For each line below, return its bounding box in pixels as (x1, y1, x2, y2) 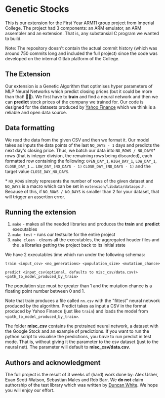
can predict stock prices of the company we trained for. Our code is (5, 99, 144, 105)
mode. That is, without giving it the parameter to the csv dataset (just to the (5, 339, 159, 345)
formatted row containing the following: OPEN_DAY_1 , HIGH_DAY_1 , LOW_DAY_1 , (5, 158, 157, 164)
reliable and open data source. (5, 109, 68, 115)
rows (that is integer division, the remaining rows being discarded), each (5, 152, 153, 159)
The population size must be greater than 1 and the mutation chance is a (5, 283, 152, 289)
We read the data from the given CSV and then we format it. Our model (5, 137, 150, 143)
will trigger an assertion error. (5, 194, 65, 200)
